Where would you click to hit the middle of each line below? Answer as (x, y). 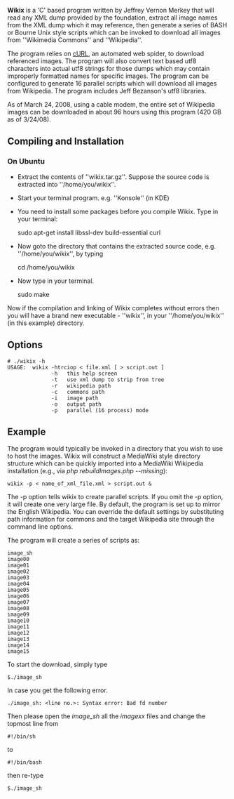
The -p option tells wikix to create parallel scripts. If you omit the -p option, (115, 497)
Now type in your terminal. (56, 281)
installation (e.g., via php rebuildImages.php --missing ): (88, 471)
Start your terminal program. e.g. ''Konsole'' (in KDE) (93, 198)
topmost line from (33, 724)
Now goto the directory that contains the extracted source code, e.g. (116, 246)
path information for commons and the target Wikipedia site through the (111, 520)
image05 (19, 590)
